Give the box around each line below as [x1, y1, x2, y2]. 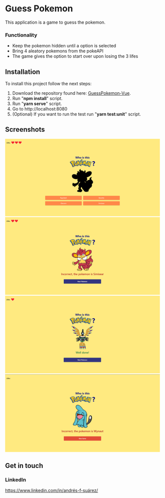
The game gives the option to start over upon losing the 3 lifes [12, 53, 138, 59]
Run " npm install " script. [12, 96, 63, 102]
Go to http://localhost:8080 [12, 106, 68, 112]
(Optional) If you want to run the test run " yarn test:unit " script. [12, 111, 141, 117]
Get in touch [5, 462, 43, 470]
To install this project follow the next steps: [5, 81, 92, 87]
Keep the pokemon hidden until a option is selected [12, 43, 116, 49]
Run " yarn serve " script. [12, 101, 62, 107]
